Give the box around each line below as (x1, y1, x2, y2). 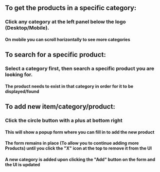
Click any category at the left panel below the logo (5, 18, 126, 25)
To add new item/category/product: (5, 103, 115, 111)
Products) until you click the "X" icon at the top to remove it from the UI (5, 145, 152, 151)
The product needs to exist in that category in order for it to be (5, 83, 134, 89)
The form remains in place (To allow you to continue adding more (5, 140, 139, 146)
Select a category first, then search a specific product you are (5, 65, 155, 72)
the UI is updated (5, 161, 40, 167)
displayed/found (5, 88, 39, 94)
